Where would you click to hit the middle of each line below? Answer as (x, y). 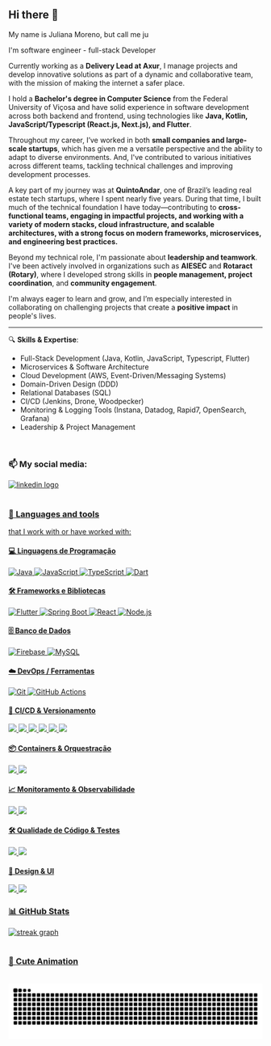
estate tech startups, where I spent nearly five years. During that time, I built (135, 198)
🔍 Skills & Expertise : (44, 340)
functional (26, 216)
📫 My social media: (48, 464)
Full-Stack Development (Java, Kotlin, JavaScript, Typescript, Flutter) (135, 358)
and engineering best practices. (63, 241)
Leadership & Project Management (77, 427)
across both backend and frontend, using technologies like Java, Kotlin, (128, 116)
